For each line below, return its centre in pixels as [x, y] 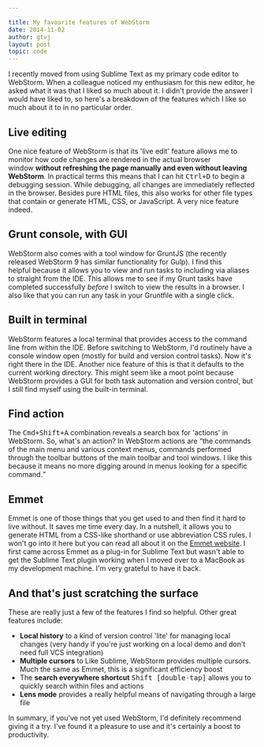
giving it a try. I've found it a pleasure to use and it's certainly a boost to [125, 726]
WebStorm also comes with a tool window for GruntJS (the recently [117, 253]
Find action [36, 414]
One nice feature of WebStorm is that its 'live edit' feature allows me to [123, 151]
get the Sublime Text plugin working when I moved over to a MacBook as [127, 560]
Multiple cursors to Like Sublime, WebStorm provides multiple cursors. [135, 661]
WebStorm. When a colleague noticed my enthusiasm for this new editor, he [132, 83]
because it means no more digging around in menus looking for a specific [128, 466]
